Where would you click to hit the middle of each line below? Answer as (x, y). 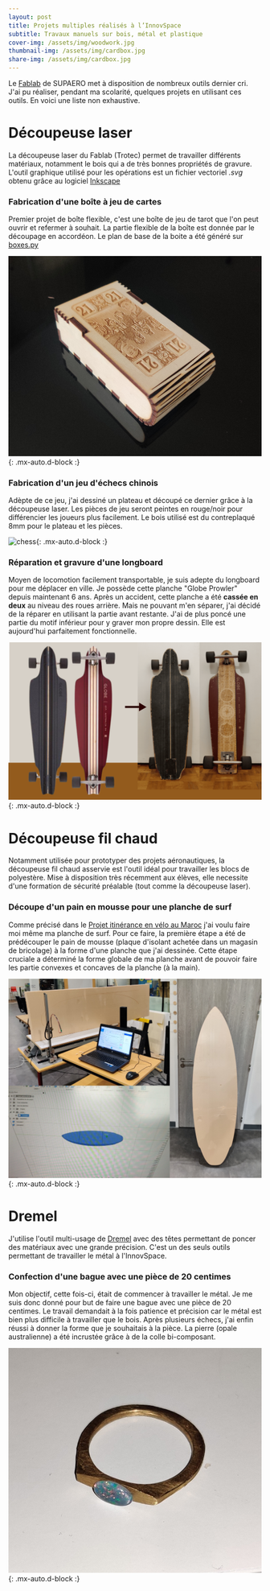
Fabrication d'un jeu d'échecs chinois (83, 483)
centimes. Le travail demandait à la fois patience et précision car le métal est (135, 1311)
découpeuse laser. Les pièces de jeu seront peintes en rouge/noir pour (126, 509)
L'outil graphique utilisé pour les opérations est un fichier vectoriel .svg (126, 172)
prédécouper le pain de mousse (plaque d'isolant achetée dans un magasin (133, 942)
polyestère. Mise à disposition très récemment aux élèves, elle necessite (128, 878)
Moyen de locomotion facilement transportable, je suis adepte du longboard (134, 580)
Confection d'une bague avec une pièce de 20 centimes (120, 1276)
